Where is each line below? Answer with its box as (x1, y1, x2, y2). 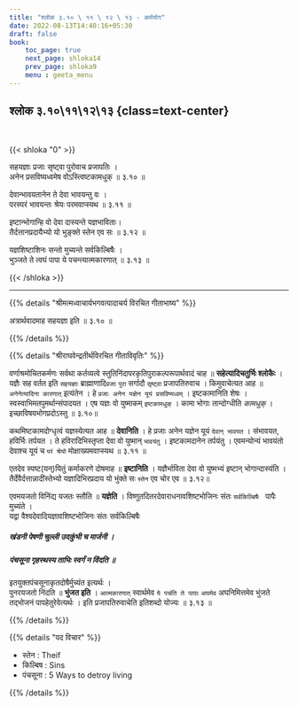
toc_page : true (25, 46, 82, 55)
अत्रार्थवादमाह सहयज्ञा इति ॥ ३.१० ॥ (9, 315, 113, 326)
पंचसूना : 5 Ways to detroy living (21, 670, 133, 680)
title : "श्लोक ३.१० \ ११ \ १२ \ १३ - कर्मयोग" (9, 12, 166, 22)
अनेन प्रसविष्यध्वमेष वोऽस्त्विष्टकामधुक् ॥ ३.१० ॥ (9, 171, 145, 182)
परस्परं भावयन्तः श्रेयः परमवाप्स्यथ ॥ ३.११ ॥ (9, 198, 131, 209)
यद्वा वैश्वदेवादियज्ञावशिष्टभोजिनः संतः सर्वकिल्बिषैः (9, 510, 141, 521)
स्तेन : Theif (21, 649, 61, 660)
